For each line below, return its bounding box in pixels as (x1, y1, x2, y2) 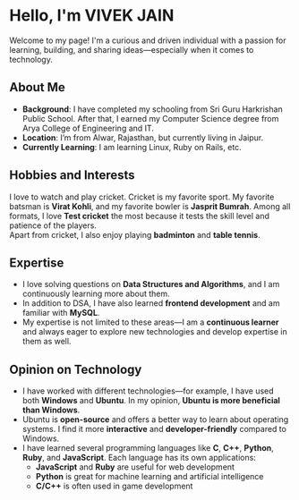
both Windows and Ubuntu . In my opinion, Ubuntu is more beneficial (21, 395, 280, 406)
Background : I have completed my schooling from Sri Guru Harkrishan (21, 104, 284, 114)
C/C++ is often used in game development (35, 480, 193, 492)
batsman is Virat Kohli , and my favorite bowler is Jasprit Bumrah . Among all (9, 200, 291, 211)
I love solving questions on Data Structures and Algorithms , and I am (21, 279, 280, 290)
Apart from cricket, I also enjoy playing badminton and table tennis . (9, 229, 261, 240)
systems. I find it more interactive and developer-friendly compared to (21, 424, 286, 435)
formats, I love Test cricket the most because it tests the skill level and (9, 210, 270, 221)
